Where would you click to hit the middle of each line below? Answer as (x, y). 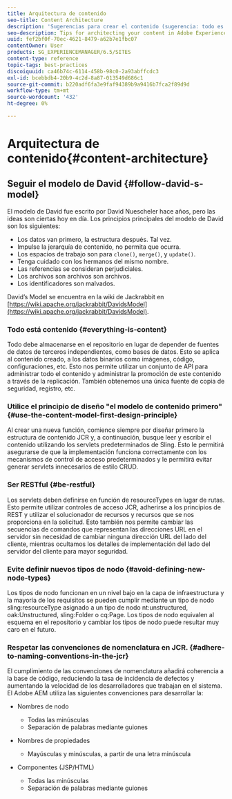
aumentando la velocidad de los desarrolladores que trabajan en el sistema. (115, 686)
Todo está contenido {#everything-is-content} (87, 329)
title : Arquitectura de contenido (57, 13)
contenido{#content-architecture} (108, 159)
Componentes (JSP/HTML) (56, 767)
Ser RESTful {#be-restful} (51, 485)
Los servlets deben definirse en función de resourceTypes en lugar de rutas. (116, 500)
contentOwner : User (35, 46)
